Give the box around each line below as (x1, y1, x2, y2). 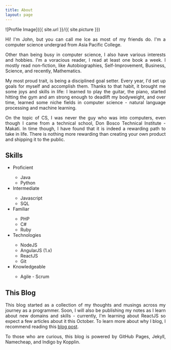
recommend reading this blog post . (5, 323, 79, 330)
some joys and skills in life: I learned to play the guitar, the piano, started (5, 88, 166, 94)
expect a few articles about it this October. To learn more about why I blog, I (5, 318, 166, 324)
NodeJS (20, 242, 38, 248)
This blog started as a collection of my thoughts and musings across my (5, 302, 166, 308)
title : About (5, 7, 33, 13)
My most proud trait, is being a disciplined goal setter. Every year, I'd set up (5, 78, 166, 84)
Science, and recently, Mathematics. (5, 67, 82, 74)
